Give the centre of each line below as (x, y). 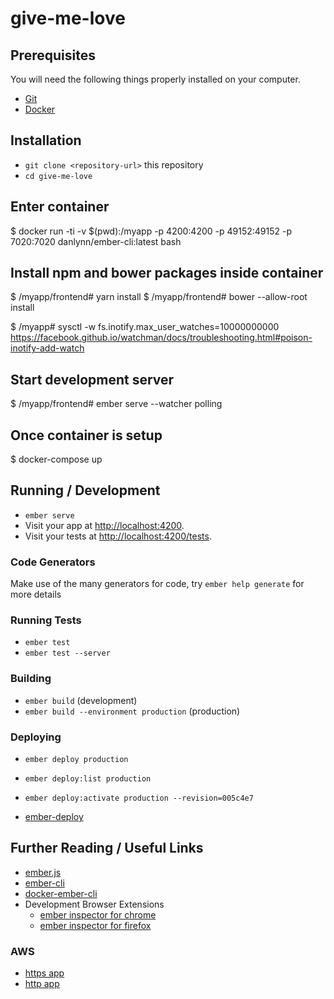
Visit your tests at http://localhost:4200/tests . (118, 536)
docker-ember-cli (61, 893)
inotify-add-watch (47, 348)
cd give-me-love (58, 176)
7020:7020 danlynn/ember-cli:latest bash (96, 241)
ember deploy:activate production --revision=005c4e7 (139, 798)
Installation (46, 140)
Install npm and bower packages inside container (167, 273)
